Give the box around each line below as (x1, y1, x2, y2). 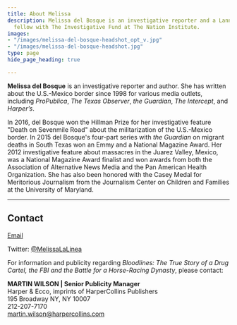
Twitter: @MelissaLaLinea (7, 245, 83, 253)
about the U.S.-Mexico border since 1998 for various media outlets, (7, 89, 203, 97)
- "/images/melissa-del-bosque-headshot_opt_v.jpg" (7, 37, 162, 44)
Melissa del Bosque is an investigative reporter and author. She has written (7, 82, 226, 90)
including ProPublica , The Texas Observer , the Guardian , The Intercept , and (7, 97, 229, 105)
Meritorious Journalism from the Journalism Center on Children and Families (7, 178, 230, 186)
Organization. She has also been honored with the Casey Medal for (7, 170, 202, 178)
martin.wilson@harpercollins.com (7, 309, 105, 318)
